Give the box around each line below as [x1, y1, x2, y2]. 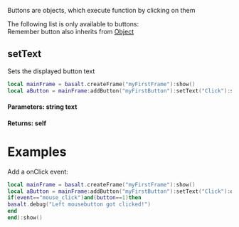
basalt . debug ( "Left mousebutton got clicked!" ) [7, 201, 152, 208]
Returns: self [7, 119, 47, 127]
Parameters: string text [7, 102, 78, 111]
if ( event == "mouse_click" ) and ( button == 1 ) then [7, 194, 142, 201]
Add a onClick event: [7, 167, 69, 176]
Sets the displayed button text [7, 67, 95, 75]
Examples [7, 144, 67, 159]
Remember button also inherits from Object [7, 28, 134, 36]
